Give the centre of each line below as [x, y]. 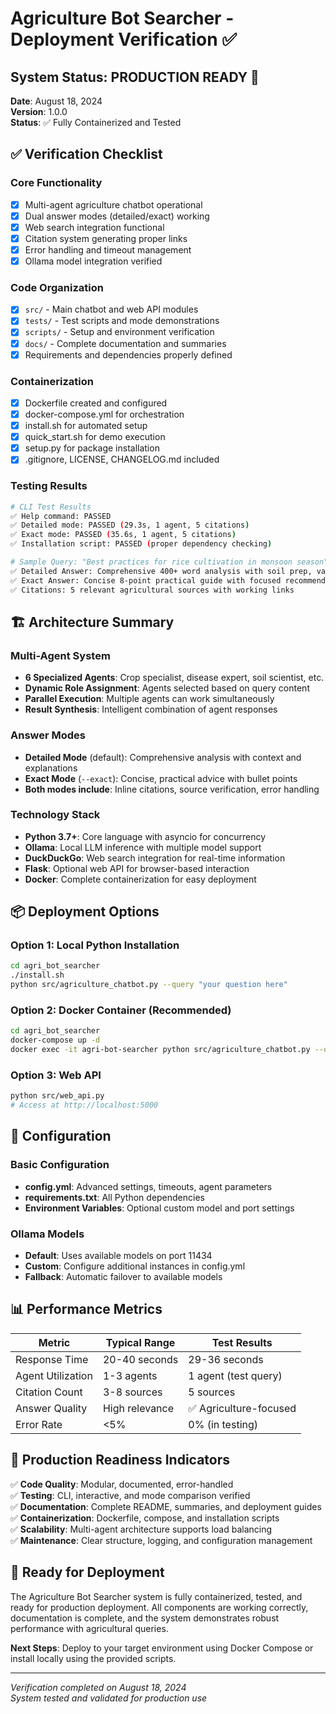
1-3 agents [130, 1375]
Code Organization [57, 287]
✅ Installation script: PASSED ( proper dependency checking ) [141, 544]
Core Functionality [56, 183]
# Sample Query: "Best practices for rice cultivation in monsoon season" [169, 562]
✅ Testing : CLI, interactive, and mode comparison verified [130, 1495]
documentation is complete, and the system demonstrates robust [145, 1618]
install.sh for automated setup [86, 426]
